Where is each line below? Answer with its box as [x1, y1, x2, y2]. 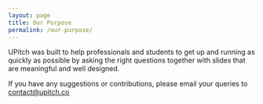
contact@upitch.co [8, 88, 70, 97]
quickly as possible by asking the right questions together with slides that [8, 56, 246, 65]
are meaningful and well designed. [8, 64, 120, 74]
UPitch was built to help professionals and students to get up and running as [8, 48, 255, 57]
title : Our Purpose [8, 19, 72, 27]
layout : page [8, 11, 51, 20]
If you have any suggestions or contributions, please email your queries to [8, 79, 248, 88]
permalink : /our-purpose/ [8, 26, 93, 34]
